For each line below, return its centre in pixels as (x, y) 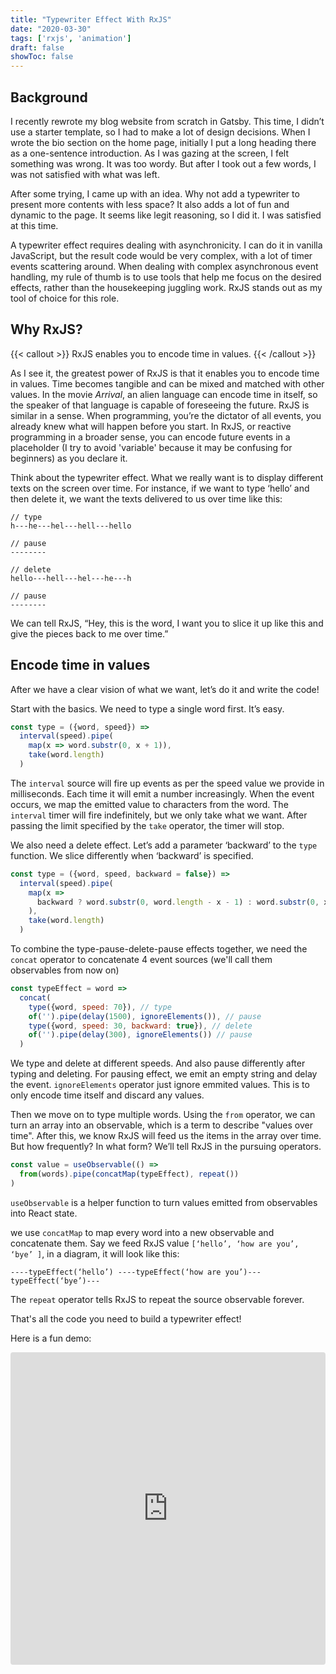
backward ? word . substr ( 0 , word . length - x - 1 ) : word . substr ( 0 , (178, 902)
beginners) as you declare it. (69, 458)
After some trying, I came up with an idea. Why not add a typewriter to (155, 193)
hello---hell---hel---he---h (71, 578)
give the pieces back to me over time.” (89, 633)
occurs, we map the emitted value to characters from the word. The (149, 804)
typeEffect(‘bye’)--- (55, 1281)
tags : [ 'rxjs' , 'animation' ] (71, 38)
